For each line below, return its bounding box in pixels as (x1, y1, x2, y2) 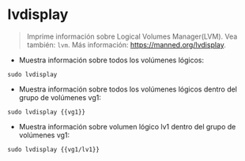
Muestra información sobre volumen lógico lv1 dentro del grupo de (18, 122, 236, 131)
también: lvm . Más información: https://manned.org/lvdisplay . (26, 39, 227, 49)
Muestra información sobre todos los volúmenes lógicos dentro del (18, 84, 238, 94)
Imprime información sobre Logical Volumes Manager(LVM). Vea (26, 32, 238, 41)
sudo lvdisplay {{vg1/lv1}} (7, 145, 100, 153)
